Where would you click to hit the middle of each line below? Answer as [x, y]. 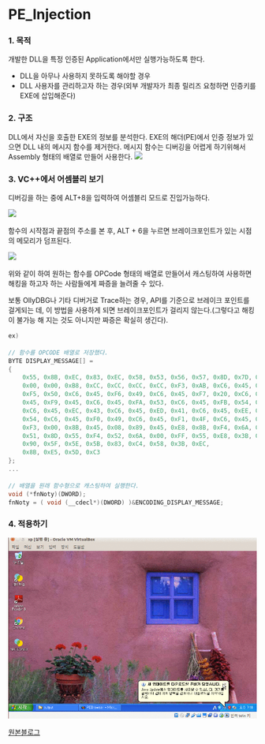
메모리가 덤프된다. [44, 241]
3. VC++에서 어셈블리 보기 [56, 179]
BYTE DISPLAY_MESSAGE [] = [50, 361]
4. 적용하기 [28, 524]
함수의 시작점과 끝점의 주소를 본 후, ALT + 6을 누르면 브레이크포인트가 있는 [123, 231]
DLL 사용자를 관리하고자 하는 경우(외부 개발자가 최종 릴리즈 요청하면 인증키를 [138, 86]
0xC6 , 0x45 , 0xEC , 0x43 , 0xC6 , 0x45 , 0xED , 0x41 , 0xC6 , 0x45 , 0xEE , [137, 411]
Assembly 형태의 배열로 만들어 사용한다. [70, 156]
